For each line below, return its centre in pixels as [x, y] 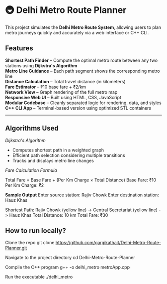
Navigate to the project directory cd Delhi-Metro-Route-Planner [70, 258]
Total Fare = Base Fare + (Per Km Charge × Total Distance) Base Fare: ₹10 [81, 180]
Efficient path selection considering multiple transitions [69, 155]
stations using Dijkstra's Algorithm [41, 65]
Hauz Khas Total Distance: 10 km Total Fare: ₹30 [59, 215]
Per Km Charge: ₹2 [25, 185]
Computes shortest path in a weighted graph [58, 150]
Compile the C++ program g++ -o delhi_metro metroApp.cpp [68, 267]
